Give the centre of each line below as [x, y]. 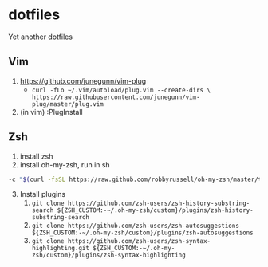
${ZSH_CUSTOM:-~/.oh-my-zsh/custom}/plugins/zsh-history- [155, 210]
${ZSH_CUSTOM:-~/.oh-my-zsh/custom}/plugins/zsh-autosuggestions [142, 233]
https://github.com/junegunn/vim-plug [83, 80]
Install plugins [43, 194]
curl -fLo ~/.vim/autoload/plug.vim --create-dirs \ [121, 90]
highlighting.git [61, 249]
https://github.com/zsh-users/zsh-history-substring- [159, 204]
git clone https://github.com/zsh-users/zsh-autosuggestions [135, 226]
